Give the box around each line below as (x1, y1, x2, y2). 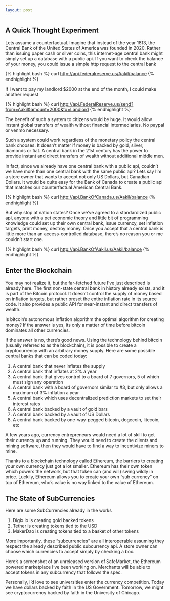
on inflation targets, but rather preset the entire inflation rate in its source (5, 296, 157, 302)
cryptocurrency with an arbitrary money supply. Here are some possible (5, 348, 155, 354)
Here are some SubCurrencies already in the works (5, 507, 112, 514)
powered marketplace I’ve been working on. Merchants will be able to (5, 564, 151, 570)
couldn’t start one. (5, 236, 44, 243)
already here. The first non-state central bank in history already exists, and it (5, 285, 165, 291)
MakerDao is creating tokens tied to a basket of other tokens (12, 528, 139, 534)
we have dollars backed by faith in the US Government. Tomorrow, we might (5, 584, 164, 590)
